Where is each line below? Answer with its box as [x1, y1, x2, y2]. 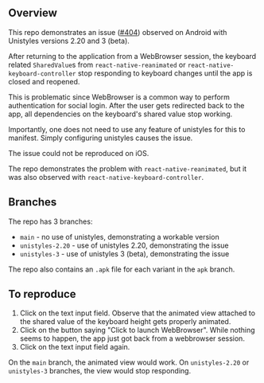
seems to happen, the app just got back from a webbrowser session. [19, 334, 245, 343]
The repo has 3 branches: [8, 217, 93, 226]
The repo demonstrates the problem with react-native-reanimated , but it [8, 163, 247, 174]
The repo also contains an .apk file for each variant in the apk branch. [8, 264, 235, 274]
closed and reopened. [8, 76, 80, 86]
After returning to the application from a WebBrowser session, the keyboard [8, 51, 257, 61]
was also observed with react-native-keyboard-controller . [8, 172, 204, 182]
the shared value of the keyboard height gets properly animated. [19, 317, 231, 326]
